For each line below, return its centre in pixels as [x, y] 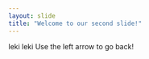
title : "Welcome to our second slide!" [75, 23]
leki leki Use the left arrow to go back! [71, 46]
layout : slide [32, 16]
